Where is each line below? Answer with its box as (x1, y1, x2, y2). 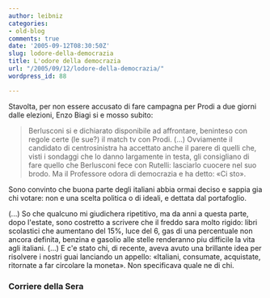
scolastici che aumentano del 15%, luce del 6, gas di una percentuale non (8, 226, 253, 236)
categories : (8, 19, 49, 28)
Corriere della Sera (8, 280, 84, 292)
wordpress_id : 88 (8, 72, 67, 80)
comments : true (8, 34, 60, 43)
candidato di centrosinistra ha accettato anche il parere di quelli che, (27, 143, 257, 152)
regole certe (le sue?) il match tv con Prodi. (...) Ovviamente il (27, 134, 233, 144)
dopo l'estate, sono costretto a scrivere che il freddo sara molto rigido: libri (8, 217, 258, 227)
